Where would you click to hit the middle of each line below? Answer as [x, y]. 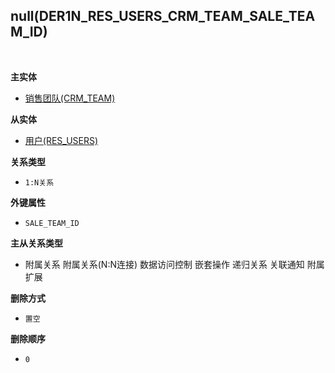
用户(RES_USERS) [61, 140]
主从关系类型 [36, 243]
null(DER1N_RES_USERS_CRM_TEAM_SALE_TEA [163, 16]
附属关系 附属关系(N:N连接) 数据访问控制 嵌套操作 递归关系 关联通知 [164, 264]
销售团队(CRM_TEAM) [70, 98]
